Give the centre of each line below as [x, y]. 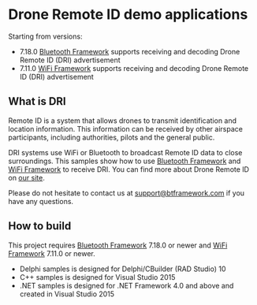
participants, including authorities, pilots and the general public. [112, 137]
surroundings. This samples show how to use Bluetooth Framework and [125, 161]
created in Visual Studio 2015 [67, 294]
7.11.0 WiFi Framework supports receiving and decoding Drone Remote [134, 68]
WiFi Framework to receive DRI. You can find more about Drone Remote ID [129, 169]
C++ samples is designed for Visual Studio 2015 [97, 277]
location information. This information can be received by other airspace [125, 128]
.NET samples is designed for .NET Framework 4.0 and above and [127, 285]
